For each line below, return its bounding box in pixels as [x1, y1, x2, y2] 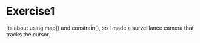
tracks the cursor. [6, 30, 50, 38]
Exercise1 [6, 4, 55, 18]
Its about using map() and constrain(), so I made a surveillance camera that [6, 24, 194, 31]
